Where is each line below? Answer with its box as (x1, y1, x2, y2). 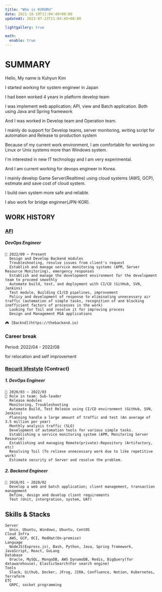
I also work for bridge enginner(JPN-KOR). (5, 199, 90, 205)
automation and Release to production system (5, 132, 97, 138)
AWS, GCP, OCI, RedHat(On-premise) (9, 536, 81, 541)
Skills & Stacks (5, 510, 50, 518)
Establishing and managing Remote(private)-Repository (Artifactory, (9, 441, 153, 445)
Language (5, 540, 23, 545)
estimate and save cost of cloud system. (5, 180, 86, 186)
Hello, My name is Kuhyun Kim (5, 75, 66, 81)
